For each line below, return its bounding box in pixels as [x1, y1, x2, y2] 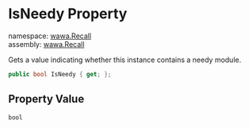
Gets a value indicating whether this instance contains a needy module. [8, 55, 242, 64]
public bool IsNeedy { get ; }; [8, 70, 112, 78]
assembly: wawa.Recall [8, 39, 85, 48]
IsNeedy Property [8, 5, 128, 23]
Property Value [8, 92, 85, 106]
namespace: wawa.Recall [8, 31, 92, 41]
